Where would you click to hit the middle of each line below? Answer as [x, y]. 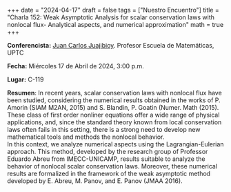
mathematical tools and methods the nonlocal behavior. [86, 137]
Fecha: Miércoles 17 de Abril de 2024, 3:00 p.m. [76, 66]
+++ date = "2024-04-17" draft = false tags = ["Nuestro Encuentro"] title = [113, 10]
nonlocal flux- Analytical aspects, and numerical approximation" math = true [115, 25]
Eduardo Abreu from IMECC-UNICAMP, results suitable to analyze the [106, 159]
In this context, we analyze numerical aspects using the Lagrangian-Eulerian [115, 144]
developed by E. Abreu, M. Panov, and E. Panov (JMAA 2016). [95, 181]
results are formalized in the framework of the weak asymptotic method [109, 173]
